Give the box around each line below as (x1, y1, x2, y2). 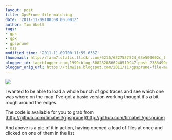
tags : (5, 27, 17, 32)
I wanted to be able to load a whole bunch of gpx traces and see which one (5, 88, 164, 95)
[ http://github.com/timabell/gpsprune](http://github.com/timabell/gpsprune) (5, 115, 165, 121)
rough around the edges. (5, 99, 58, 106)
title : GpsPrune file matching (5, 12, 72, 17)
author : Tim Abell (5, 22, 45, 27)
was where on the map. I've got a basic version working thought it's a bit (5, 94, 159, 100)
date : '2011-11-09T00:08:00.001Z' (5, 17, 79, 22)
